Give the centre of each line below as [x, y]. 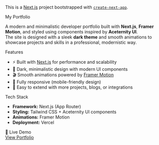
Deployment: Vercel [33, 122]
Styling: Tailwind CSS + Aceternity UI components [64, 112]
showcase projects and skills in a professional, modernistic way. [71, 42]
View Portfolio [19, 137]
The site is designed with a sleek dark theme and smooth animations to [79, 37]
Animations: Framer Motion [41, 117]
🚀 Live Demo [18, 132]
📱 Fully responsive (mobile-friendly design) [57, 82]
